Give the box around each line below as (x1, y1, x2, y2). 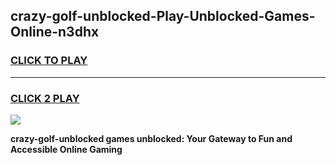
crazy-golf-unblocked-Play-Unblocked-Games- (10, 8, 316, 25)
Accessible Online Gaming (10, 143, 123, 155)
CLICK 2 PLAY (10, 91, 80, 105)
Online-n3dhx (10, 24, 100, 41)
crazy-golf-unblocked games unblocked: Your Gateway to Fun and (10, 132, 293, 144)
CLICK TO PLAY (10, 54, 88, 68)
